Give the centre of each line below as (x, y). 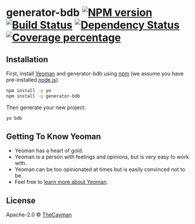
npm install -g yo (29, 91)
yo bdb (14, 118)
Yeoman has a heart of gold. (49, 151)
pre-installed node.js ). (33, 80)
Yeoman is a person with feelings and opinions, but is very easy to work (102, 157)
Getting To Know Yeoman (54, 136)
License (21, 200)
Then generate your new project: (46, 107)
